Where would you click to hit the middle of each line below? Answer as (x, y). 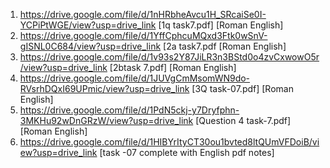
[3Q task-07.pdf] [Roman (242, 88)
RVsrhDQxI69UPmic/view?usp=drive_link (104, 88)
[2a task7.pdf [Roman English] (225, 46)
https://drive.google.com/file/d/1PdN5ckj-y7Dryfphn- (129, 110)
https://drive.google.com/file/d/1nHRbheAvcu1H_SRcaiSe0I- (143, 14)
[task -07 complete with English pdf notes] (187, 152)
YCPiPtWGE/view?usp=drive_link (88, 25)
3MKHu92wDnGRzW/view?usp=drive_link (106, 120)
